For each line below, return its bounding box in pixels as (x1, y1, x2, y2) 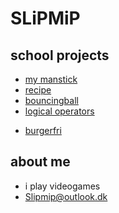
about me (10, 153, 71, 171)
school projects (10, 47, 110, 64)
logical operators (24, 105, 95, 117)
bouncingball (24, 95, 79, 106)
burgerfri (24, 125, 62, 136)
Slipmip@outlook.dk (24, 190, 108, 202)
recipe (24, 84, 52, 96)
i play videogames (24, 180, 101, 192)
